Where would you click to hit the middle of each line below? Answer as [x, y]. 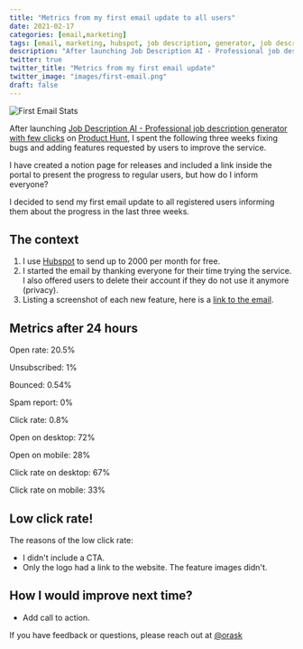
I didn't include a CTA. [64, 558]
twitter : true [36, 60]
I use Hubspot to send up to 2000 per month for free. [121, 261]
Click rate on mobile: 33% [58, 490]
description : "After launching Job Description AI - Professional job [145, 52]
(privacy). [40, 290]
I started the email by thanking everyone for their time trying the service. [157, 271]
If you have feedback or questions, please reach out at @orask [126, 635]
